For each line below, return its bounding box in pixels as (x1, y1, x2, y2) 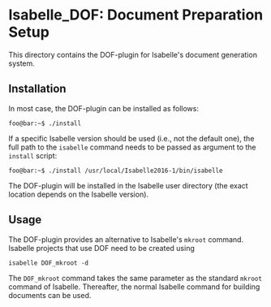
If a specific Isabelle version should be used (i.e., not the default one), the (8, 133, 255, 143)
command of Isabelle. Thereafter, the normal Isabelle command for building (8, 282, 260, 292)
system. (8, 58, 35, 68)
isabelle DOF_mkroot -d (8, 258, 89, 267)
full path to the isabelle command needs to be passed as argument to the (8, 142, 256, 152)
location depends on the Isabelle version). (8, 189, 148, 199)
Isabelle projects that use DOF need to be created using (8, 243, 195, 253)
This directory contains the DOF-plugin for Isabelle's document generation (8, 50, 258, 59)
